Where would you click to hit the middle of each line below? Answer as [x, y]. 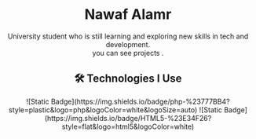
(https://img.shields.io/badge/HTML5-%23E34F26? [128, 118]
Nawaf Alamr [128, 15]
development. [128, 44]
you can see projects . [128, 53]
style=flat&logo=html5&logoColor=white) [128, 126]
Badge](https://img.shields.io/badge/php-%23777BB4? [140, 101]
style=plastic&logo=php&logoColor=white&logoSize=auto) [103, 110]
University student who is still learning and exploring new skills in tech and [128, 36]
